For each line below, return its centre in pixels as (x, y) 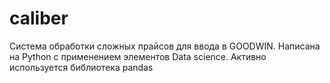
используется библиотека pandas (81, 67)
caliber (39, 18)
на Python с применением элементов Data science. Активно (138, 56)
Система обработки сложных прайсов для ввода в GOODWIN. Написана (165, 46)
